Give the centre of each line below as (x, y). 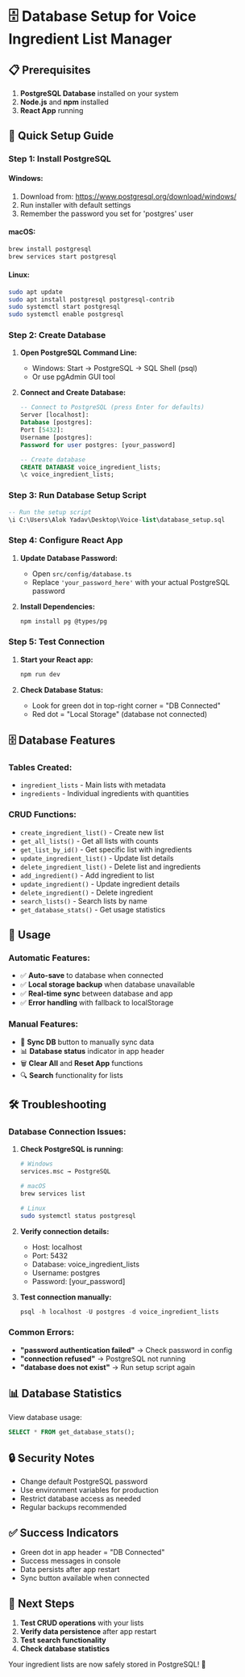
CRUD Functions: (42, 815)
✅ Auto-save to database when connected (91, 975)
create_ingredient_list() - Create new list (92, 832)
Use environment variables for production (89, 1490)
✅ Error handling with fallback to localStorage (97, 1003)
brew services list (53, 1194)
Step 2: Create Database (57, 335)
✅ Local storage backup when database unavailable (107, 984)
